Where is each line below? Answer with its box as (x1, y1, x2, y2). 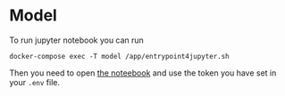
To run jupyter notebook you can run (9, 35, 145, 45)
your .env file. (9, 76, 61, 87)
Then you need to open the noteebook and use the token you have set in (9, 68, 277, 78)
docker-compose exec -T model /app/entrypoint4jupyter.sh (9, 52, 230, 60)
